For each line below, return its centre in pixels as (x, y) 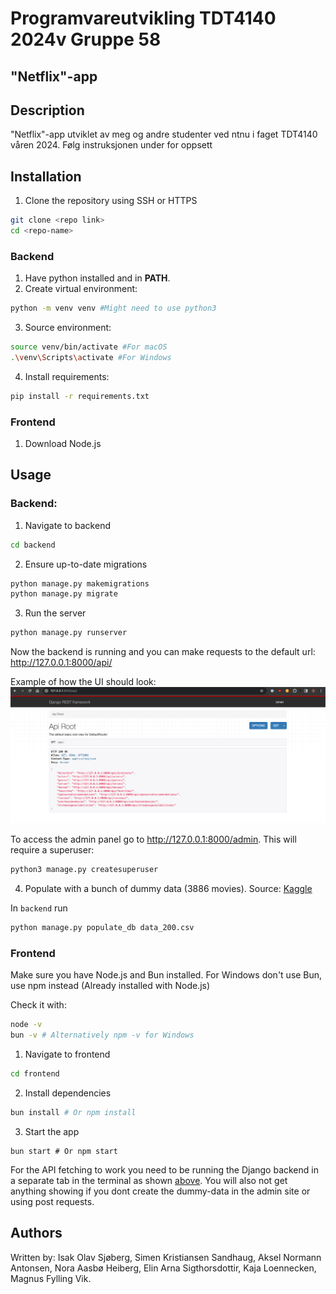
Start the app (52, 1131)
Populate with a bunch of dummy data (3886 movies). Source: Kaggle (168, 889)
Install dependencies (68, 1093)
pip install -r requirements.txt (80, 396)
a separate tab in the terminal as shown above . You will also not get (149, 1180)
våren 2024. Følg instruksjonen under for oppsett (111, 145)
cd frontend (35, 1074)
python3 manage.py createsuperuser (84, 870)
